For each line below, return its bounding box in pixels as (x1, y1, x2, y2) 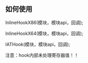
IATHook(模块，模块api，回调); (5, 41, 71, 47)
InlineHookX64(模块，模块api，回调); (5, 30, 83, 36)
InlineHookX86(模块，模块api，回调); (5, 19, 83, 26)
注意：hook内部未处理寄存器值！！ (5, 52, 79, 58)
